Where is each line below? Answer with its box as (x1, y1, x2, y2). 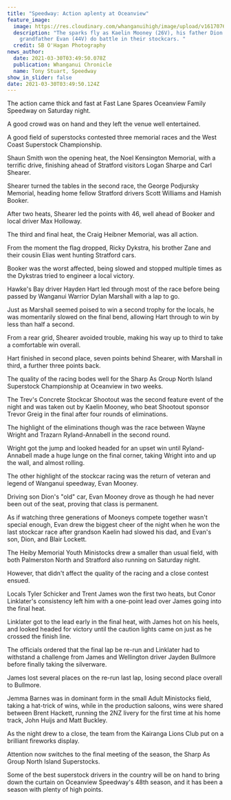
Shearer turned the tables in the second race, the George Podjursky (7, 182, 199, 190)
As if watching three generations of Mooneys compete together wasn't (7, 513, 208, 521)
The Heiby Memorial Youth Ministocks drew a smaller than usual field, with (7, 548, 219, 557)
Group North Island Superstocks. (7, 757, 100, 766)
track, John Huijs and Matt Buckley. (7, 716, 108, 724)
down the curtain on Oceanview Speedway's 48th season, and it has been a (7, 778, 223, 786)
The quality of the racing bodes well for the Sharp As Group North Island (7, 375, 213, 383)
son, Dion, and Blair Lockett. (7, 535, 87, 543)
